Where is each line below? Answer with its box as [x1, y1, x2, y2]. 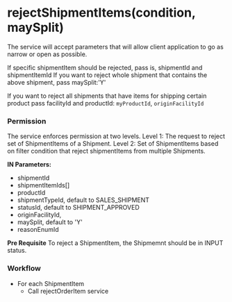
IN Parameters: [7, 160, 52, 169]
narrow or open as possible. [7, 50, 88, 58]
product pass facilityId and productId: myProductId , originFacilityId [7, 99, 204, 107]
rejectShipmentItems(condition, [7, 5, 196, 21]
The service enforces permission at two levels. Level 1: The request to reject [7, 132, 226, 140]
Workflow [7, 264, 42, 274]
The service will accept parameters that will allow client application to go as [7, 42, 224, 51]
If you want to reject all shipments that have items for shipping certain [7, 92, 207, 100]
